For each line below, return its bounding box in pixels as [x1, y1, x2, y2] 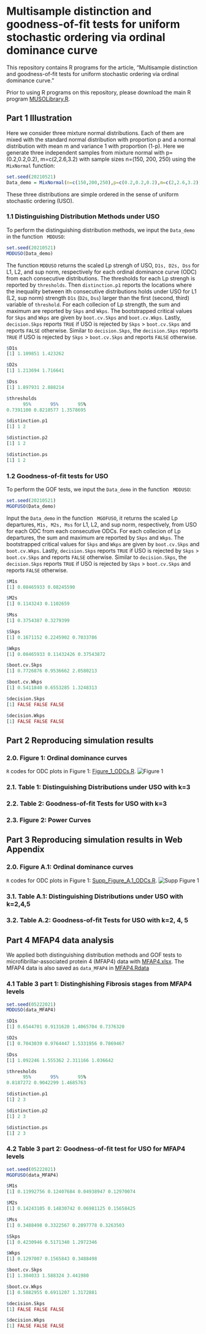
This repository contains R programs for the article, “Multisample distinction [6, 63, 198, 71]
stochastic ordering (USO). [6, 197, 74, 204]
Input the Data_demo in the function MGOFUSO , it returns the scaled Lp [6, 514, 178, 522]
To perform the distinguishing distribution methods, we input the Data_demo [6, 226, 195, 234]
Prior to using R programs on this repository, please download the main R [6, 88, 191, 96]
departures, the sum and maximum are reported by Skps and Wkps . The [6, 534, 184, 541]
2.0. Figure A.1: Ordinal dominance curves [6, 863, 134, 871]
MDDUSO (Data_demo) [6, 250, 53, 256]
